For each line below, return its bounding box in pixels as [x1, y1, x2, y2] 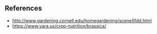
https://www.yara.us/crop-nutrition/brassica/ [12, 23, 107, 29]
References [5, 4, 42, 13]
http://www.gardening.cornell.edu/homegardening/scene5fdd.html [12, 17, 152, 23]
